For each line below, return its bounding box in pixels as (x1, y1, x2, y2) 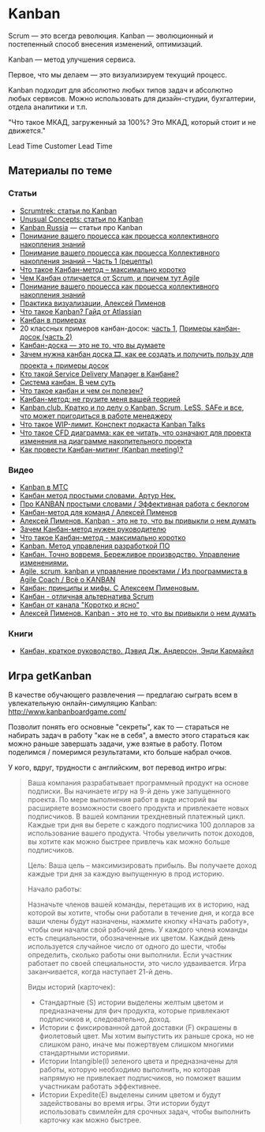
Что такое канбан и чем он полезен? (19, 385, 144, 396)
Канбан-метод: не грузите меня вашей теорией (19, 394, 181, 403)
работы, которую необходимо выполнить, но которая (39, 1065, 221, 1074)
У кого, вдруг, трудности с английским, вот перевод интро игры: (8, 763, 227, 772)
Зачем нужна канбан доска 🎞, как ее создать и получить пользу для (19, 349, 254, 358)
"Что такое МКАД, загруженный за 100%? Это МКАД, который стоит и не (8, 117, 256, 127)
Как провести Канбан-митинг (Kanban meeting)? (19, 445, 184, 454)
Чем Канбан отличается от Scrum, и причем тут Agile (19, 273, 200, 282)
